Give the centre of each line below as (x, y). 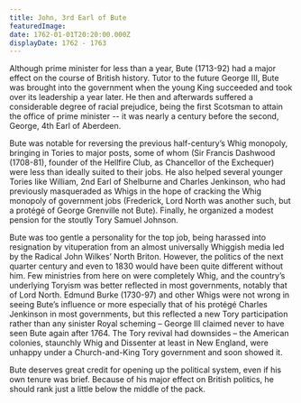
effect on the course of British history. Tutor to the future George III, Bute (144, 78)
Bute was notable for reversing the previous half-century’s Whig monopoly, (149, 143)
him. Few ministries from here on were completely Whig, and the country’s (147, 276)
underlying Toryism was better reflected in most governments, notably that (148, 286)
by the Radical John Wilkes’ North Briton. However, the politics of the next (146, 257)
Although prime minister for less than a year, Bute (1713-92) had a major (143, 69)
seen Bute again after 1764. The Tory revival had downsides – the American (150, 334)
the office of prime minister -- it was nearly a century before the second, (144, 116)
